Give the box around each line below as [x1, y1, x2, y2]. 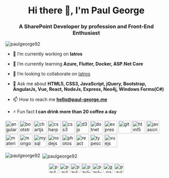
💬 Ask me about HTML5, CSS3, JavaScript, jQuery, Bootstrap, [12, 81, 146, 87]
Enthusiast [72, 29, 100, 36]
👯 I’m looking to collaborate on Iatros [12, 71, 91, 77]
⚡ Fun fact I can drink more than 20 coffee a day [12, 109, 117, 115]
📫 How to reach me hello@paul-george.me [12, 96, 108, 103]
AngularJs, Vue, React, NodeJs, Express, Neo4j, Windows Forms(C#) [12, 86, 164, 92]
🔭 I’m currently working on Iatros [12, 51, 83, 57]
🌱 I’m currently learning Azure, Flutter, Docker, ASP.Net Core [12, 61, 143, 67]
